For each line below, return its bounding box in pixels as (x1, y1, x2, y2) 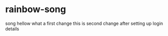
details (5, 25, 19, 31)
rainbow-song (5, 4, 66, 15)
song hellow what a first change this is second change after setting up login (5, 20, 163, 26)
